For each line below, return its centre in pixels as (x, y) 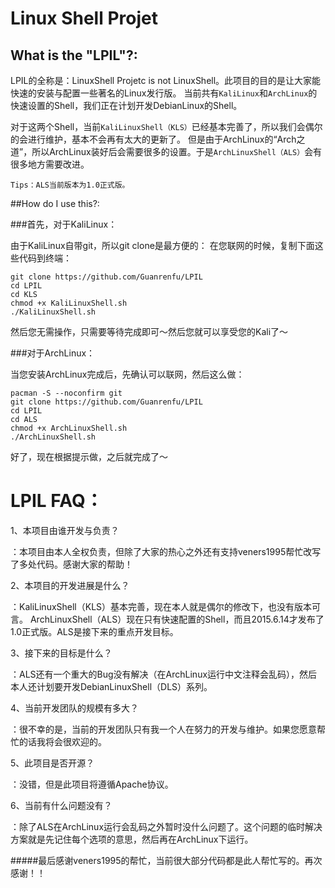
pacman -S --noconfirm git (66, 393)
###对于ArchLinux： (53, 353)
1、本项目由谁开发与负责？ (65, 530)
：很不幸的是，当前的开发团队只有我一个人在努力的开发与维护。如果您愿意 (163, 729)
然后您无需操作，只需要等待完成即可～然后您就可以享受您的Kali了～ (149, 331)
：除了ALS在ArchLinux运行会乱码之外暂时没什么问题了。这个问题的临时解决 (166, 826)
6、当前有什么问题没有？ (61, 805)
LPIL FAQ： (56, 501)
